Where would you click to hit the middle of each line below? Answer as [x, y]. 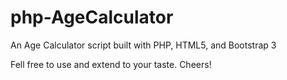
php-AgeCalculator [92, 17]
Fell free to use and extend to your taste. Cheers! [111, 64]
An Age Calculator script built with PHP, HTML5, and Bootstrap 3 [143, 45]
